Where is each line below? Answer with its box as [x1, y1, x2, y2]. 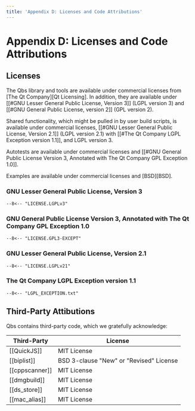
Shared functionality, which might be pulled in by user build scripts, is [6, 117, 177, 124]
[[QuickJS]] [9, 346, 42, 355]
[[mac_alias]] [9, 395, 47, 403]
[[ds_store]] [9, 385, 43, 394]
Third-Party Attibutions [6, 306, 95, 317]
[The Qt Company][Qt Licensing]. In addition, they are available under [6, 93, 178, 100]
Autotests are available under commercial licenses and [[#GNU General [6, 148, 182, 155]
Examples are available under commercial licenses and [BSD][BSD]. [6, 172, 173, 179]
